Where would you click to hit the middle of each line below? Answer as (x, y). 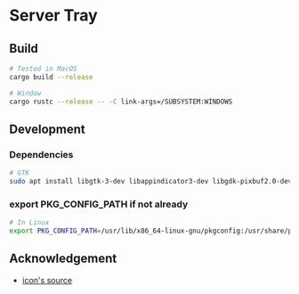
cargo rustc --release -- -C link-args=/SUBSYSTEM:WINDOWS (121, 102)
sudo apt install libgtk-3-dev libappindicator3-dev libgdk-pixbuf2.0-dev (151, 182)
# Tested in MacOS (43, 69)
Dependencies (41, 154)
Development (48, 129)
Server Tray (53, 16)
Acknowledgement (63, 259)
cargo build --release (51, 77)
